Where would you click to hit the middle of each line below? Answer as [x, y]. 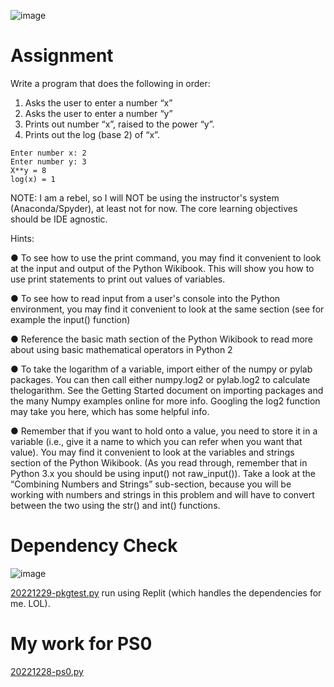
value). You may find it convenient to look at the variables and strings [152, 452]
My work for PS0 [81, 644]
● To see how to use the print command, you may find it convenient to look [166, 257]
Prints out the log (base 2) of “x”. [92, 134]
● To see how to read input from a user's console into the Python [145, 298]
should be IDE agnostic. [59, 219]
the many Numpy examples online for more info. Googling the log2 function [165, 401]
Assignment [62, 56]
